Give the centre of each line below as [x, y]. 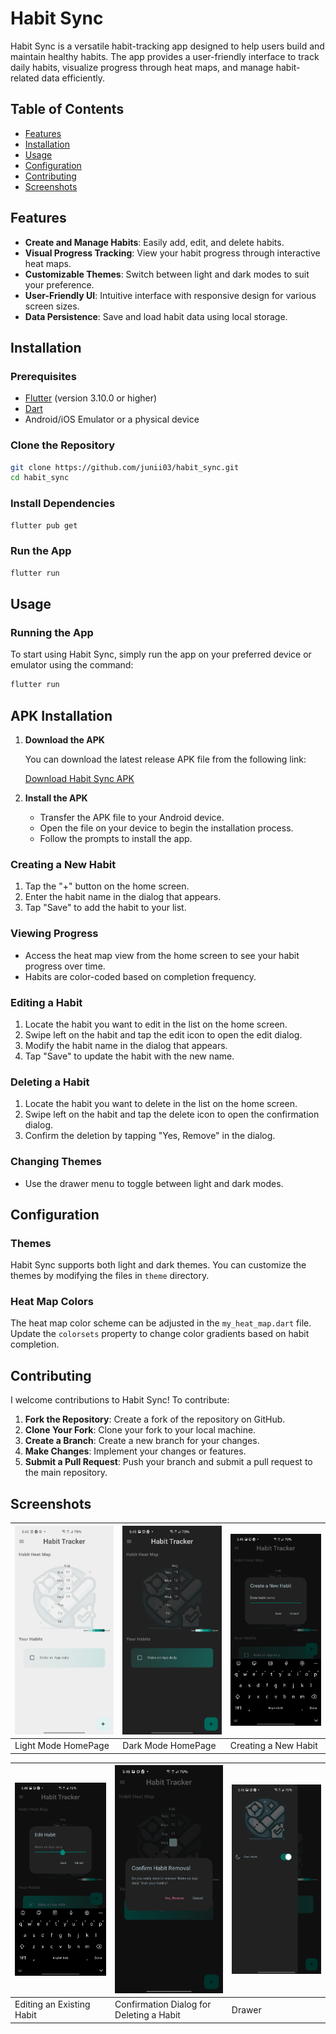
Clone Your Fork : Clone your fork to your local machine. [140, 1430]
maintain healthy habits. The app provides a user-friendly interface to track [165, 56]
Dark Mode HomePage [169, 1746]
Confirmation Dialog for [163, 2004]
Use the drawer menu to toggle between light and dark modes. [154, 1183]
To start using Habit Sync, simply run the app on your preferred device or [161, 654]
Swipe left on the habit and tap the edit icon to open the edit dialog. [163, 1034]
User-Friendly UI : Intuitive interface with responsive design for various [170, 295]
